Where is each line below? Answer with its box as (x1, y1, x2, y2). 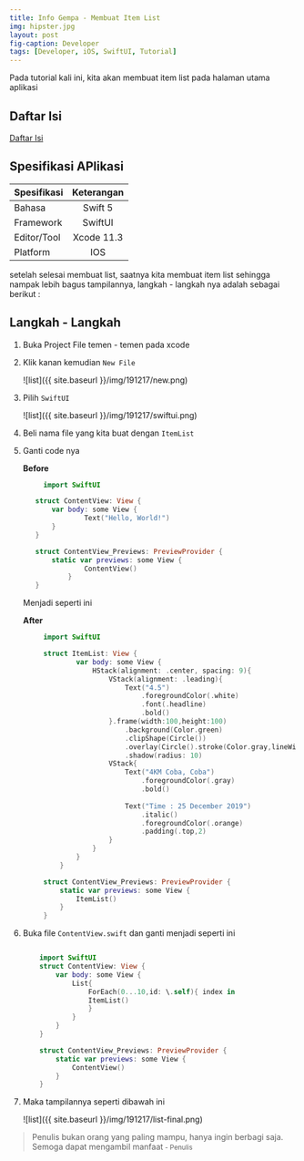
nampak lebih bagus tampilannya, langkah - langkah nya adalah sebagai (9, 279, 280, 290)
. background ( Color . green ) (124, 725, 223, 735)
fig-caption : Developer (9, 38, 100, 48)
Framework (14, 216, 63, 229)
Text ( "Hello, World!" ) (84, 514, 170, 523)
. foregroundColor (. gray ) (140, 776, 236, 786)
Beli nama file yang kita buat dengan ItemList (22, 427, 195, 438)
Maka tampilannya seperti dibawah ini (22, 1096, 166, 1107)
